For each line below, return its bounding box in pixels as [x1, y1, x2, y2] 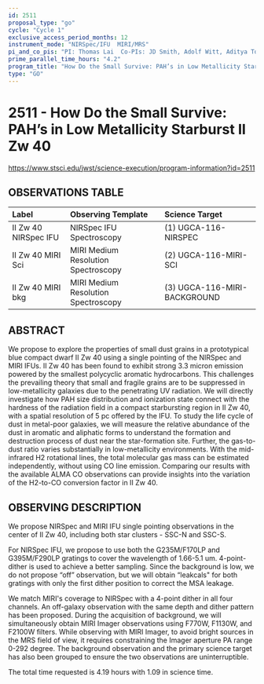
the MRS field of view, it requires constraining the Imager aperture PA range [8, 635, 253, 645]
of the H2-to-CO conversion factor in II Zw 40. [8, 478, 159, 488]
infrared [8, 453, 34, 463]
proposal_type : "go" [8, 19, 76, 27]
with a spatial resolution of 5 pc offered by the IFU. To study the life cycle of [8, 411, 254, 421]
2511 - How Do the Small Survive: [8, 104, 228, 122]
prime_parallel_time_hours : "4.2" [8, 56, 122, 64]
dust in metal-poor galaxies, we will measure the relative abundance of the [8, 419, 250, 429]
